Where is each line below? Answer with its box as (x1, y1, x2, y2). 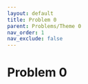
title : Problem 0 (7, 16, 57, 23)
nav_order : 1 (7, 29, 45, 36)
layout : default (7, 10, 54, 17)
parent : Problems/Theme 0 (7, 23, 81, 29)
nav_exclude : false (7, 36, 63, 42)
